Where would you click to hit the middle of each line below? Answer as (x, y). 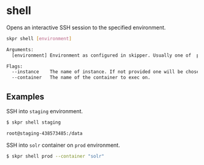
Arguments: (20, 49)
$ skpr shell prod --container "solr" (55, 156)
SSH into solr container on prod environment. (63, 145)
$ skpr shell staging (34, 122)
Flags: (15, 66)
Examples (25, 97)
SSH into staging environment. (45, 111)
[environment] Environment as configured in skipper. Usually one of (101, 55)
